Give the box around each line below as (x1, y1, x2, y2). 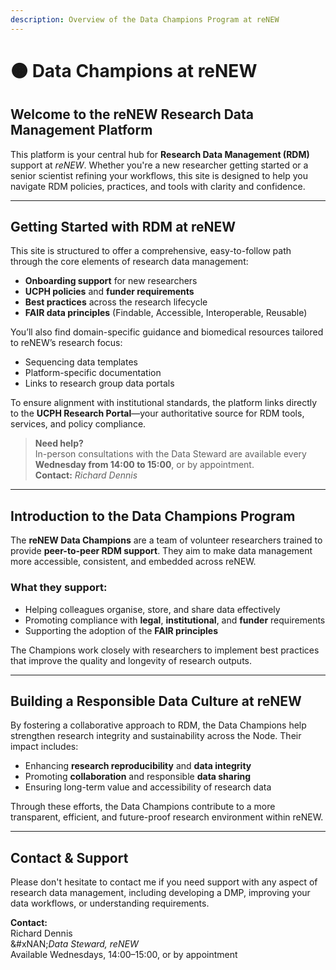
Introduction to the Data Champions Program (10, 507, 296, 525)
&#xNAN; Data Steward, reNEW (10, 938, 139, 950)
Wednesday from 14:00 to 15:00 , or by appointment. (34, 459, 255, 471)
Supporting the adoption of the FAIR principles (24, 624, 219, 636)
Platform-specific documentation (24, 367, 162, 379)
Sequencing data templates (24, 356, 138, 368)
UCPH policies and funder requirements (24, 286, 195, 298)
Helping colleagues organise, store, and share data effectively (24, 603, 281, 615)
